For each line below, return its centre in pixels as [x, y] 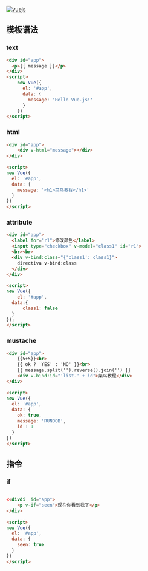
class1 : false [40, 308]
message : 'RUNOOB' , [42, 421]
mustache [21, 341]
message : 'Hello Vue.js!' [61, 100]
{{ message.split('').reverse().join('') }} [74, 370]
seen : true [31, 545]
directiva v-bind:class [47, 263]
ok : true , [30, 416]
